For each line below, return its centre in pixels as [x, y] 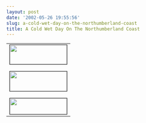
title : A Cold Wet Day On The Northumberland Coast [73, 29]
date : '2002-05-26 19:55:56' [43, 18]
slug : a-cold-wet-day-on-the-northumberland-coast [72, 23]
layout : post [23, 12]
